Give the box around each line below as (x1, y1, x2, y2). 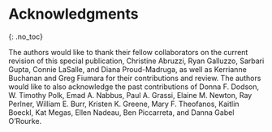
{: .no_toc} (8, 32, 43, 41)
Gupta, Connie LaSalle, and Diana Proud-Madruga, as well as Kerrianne (8, 64, 248, 74)
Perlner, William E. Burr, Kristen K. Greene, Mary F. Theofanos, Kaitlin (8, 99, 240, 109)
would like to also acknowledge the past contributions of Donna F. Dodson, (8, 82, 260, 92)
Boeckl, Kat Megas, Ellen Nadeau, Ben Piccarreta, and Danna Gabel (8, 107, 235, 117)
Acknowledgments (8, 5, 140, 23)
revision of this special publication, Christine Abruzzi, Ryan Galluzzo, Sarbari (8, 56, 265, 66)
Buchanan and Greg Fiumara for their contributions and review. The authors (8, 73, 261, 83)
